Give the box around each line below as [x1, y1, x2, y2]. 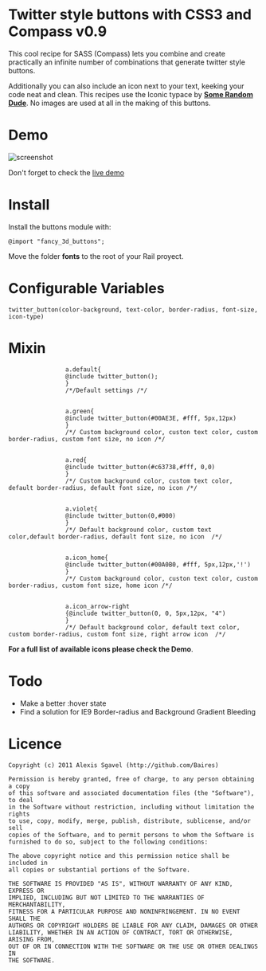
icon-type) [8, 312, 45, 320]
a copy [8, 782, 30, 790]
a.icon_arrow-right [65, 602, 130, 610]
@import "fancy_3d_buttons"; [8, 237, 105, 245]
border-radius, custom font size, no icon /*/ [8, 435, 166, 443]
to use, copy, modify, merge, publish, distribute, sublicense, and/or [8, 816, 251, 825]
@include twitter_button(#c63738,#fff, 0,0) [65, 463, 216, 471]
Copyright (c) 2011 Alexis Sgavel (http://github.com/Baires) [8, 761, 219, 769]
